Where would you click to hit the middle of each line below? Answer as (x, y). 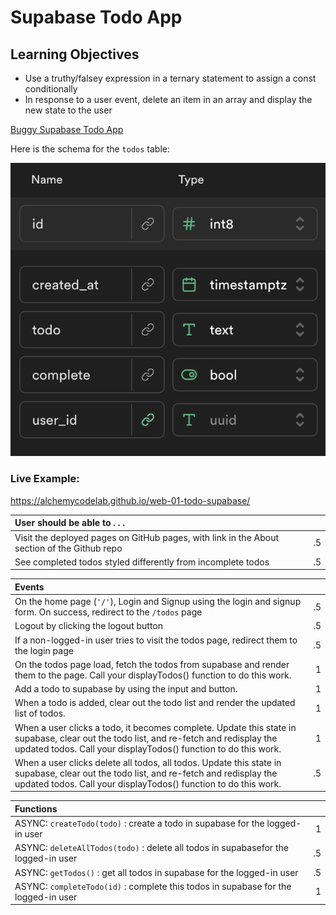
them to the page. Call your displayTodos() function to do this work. (153, 675)
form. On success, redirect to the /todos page (108, 612)
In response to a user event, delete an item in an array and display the (168, 99)
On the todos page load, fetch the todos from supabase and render (152, 664)
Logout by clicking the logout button (89, 626)
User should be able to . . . (70, 523)
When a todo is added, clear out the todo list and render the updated (155, 703)
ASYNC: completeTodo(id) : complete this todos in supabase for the (153, 886)
